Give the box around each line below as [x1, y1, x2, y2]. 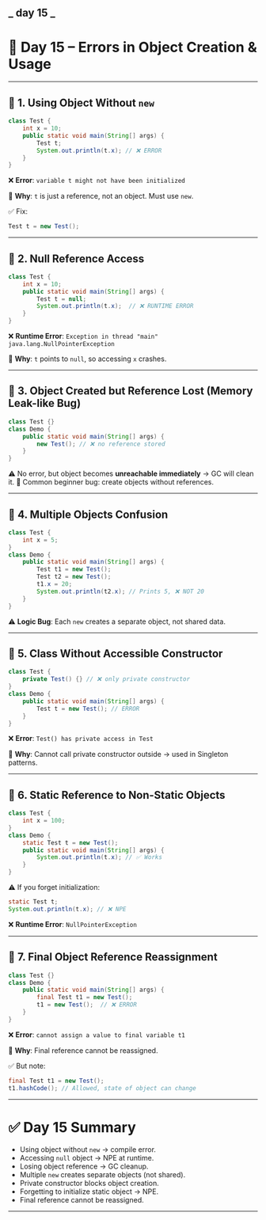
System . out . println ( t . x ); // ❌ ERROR [36, 146, 162, 154]
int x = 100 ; [22, 817, 66, 825]
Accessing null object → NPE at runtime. [19, 1153, 154, 1163]
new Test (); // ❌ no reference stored [36, 439, 165, 448]
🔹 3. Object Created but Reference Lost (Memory [8, 384, 253, 398]
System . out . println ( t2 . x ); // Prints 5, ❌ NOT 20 [36, 587, 204, 595]
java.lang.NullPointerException [8, 340, 115, 348]
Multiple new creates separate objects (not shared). [19, 1170, 186, 1180]
